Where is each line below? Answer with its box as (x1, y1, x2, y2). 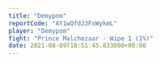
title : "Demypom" (8, 11, 67, 20)
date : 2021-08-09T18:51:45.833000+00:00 (8, 42, 147, 50)
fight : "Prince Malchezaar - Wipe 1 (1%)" (8, 34, 154, 43)
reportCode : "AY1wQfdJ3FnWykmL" (8, 19, 117, 27)
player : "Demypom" (8, 27, 70, 35)
